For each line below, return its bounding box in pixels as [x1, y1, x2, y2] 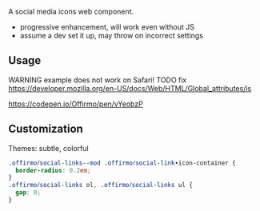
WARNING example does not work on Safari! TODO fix [8, 75, 187, 85]
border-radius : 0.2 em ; [15, 166, 91, 174]
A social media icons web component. [8, 7, 134, 16]
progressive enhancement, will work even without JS [19, 22, 194, 31]
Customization [8, 122, 84, 136]
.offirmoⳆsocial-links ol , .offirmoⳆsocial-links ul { [8, 181, 194, 189]
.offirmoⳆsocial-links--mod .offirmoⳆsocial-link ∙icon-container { [8, 159, 236, 167]
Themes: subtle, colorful [8, 143, 90, 153]
